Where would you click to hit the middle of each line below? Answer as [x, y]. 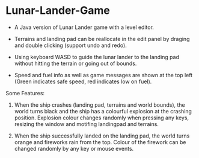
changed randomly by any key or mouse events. [74, 148]
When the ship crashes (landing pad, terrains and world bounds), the [99, 105]
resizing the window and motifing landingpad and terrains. [86, 124]
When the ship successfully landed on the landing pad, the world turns [102, 136]
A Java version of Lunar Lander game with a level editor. [84, 27]
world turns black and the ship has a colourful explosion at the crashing [103, 111]
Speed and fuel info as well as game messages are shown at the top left [103, 75]
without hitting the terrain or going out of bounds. [75, 63]
